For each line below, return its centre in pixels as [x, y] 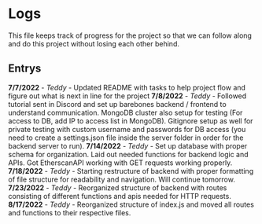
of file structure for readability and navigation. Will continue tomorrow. [122, 179]
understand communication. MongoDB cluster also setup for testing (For [125, 112]
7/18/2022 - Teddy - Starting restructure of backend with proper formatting [131, 171]
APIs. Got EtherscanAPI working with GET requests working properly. [120, 163]
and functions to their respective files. [70, 212]
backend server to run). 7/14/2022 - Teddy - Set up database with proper [128, 145]
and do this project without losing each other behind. [94, 43]
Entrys [25, 69]
